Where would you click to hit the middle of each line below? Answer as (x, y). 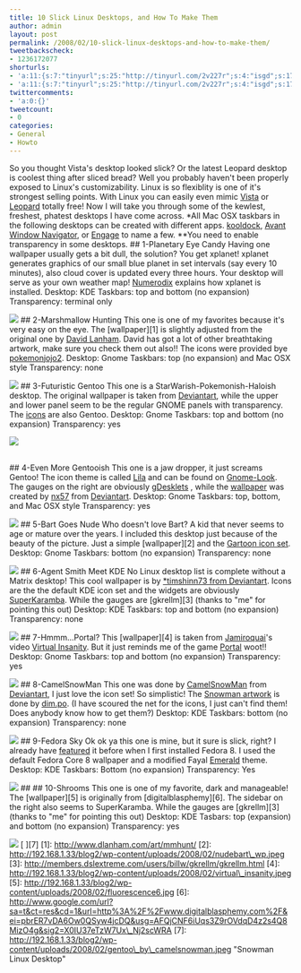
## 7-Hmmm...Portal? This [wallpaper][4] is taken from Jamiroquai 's (146, 637)
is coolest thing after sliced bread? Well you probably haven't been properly (149, 177)
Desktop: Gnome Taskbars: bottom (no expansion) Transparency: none (140, 553)
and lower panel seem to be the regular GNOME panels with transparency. (146, 405)
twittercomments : (42, 92)
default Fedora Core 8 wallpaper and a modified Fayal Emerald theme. (139, 760)
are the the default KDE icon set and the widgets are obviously (125, 590)
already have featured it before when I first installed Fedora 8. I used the (142, 750)
